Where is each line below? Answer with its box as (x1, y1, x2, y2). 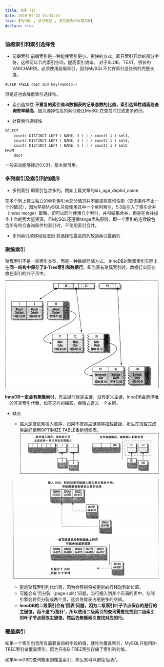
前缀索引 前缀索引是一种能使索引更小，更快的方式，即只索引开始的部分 (12, 53, 155, 59)
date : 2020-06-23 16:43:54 (5, 13, 60, 18)
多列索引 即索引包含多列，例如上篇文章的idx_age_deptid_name (12, 187, 138, 193)
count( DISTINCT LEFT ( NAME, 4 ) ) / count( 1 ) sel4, (14, 138, 130, 143)
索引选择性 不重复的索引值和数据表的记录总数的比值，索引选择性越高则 (12, 101, 155, 107)
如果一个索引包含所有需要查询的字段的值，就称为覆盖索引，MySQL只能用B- (5, 640, 157, 646)
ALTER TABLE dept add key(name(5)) (5, 82, 78, 87)
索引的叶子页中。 (13, 271, 48, 276)
